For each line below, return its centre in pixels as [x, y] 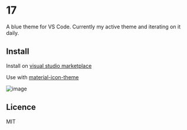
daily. [13, 32]
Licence [21, 107]
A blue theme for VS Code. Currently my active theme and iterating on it [93, 27]
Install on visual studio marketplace [49, 66]
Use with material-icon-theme [42, 77]
